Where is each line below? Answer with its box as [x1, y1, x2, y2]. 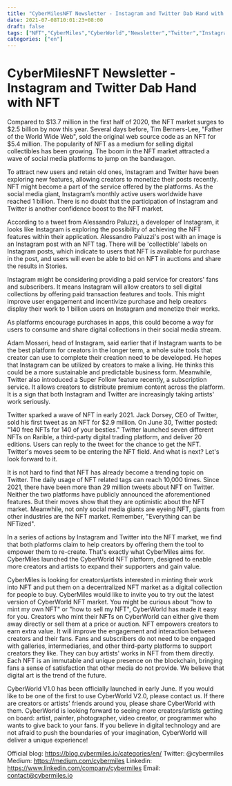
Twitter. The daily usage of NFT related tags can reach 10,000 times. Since [7, 476, 220, 484]
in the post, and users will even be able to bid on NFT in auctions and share [7, 255, 222, 263]
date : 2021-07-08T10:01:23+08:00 [7, 17, 104, 23]
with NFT [7, 95, 61, 111]
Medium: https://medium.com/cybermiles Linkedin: [7, 757, 153, 765]
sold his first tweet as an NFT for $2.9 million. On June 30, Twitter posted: [7, 419, 217, 427]
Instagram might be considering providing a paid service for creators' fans [7, 276, 219, 284]
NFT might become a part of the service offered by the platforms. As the [7, 182, 213, 191]
